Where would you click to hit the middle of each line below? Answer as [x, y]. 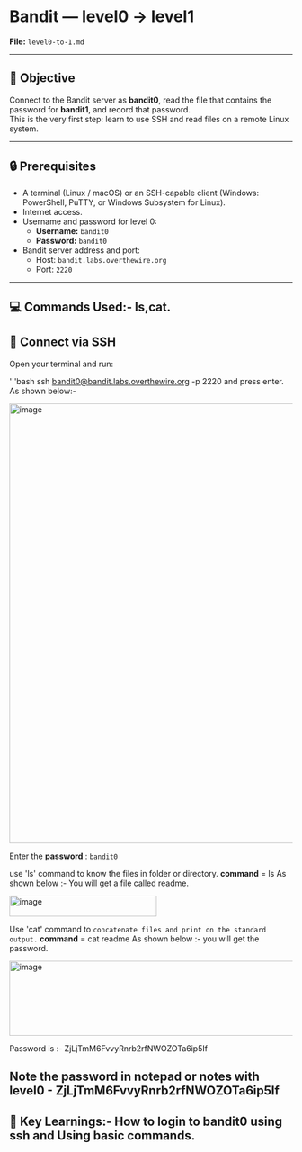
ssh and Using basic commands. [102, 1135]
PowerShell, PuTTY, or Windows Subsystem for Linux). [124, 202]
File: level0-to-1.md [47, 41]
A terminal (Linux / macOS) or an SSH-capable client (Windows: [140, 193]
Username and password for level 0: [89, 221]
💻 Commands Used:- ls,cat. [90, 306]
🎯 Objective [42, 78]
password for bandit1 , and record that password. [100, 109]
